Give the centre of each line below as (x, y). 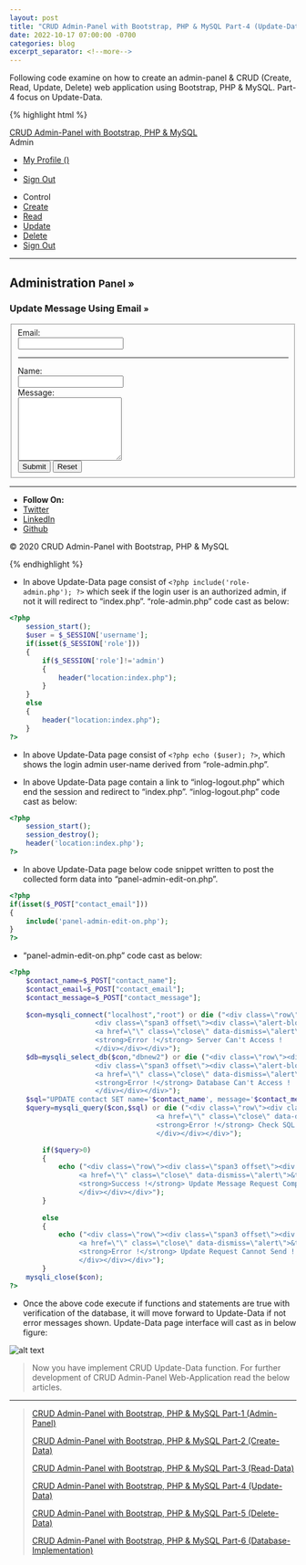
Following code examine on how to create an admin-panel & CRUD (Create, (151, 78)
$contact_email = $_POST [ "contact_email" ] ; (105, 989)
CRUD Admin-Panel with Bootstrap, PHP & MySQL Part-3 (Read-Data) (163, 1468)
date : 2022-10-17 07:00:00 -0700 (73, 35)
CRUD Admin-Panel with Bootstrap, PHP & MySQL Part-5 (138, 1513)
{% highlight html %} (49, 115)
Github (35, 529)
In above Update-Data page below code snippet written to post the (148, 869)
